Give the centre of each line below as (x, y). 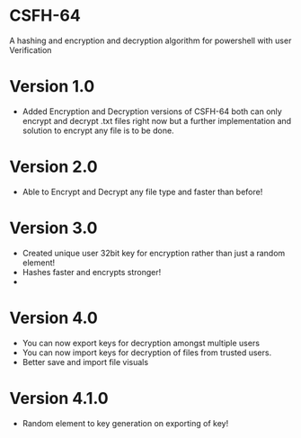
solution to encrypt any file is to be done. (98, 130)
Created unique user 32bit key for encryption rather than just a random (154, 253)
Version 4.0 (54, 318)
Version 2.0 (53, 167)
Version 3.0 (53, 228)
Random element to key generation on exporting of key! (125, 423)
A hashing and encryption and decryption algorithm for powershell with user (150, 40)
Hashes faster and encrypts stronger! (92, 272)
